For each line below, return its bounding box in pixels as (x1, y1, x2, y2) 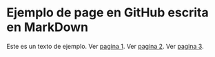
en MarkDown (6, 19, 89, 35)
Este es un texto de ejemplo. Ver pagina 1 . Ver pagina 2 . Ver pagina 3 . (6, 42, 204, 50)
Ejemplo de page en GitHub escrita (6, 5, 209, 21)
